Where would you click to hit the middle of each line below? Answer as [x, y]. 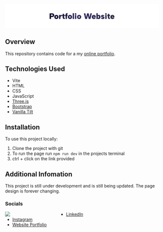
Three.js [20, 102]
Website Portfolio [30, 225]
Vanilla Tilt [22, 112]
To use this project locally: [31, 139]
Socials [14, 204]
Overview [20, 42]
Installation [22, 127]
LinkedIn [75, 214]
